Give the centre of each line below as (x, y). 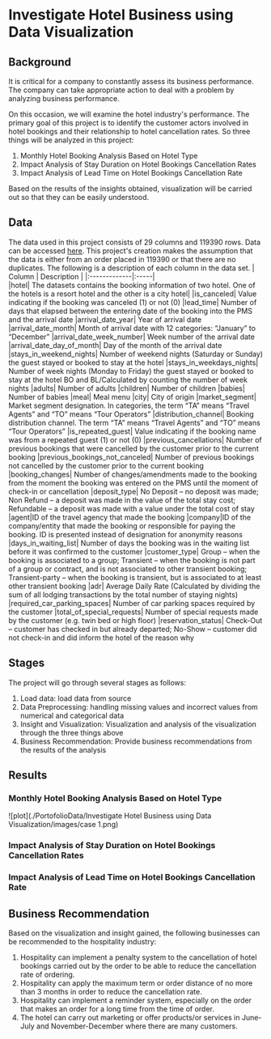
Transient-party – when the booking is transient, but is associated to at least (135, 577)
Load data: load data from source (76, 698)
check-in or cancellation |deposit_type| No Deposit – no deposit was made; (133, 491)
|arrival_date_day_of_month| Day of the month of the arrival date (115, 345)
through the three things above (72, 732)
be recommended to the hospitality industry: (83, 941)
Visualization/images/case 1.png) (64, 825)
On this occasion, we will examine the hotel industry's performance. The (129, 114)
